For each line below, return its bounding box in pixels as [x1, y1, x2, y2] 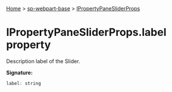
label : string [6, 80, 42, 86]
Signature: [6, 69, 33, 76]
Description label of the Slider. [6, 57, 80, 64]
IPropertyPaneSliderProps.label [6, 26, 167, 39]
